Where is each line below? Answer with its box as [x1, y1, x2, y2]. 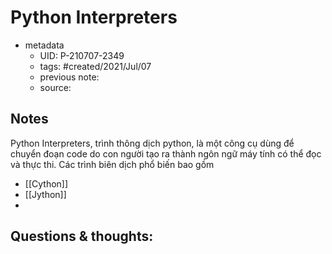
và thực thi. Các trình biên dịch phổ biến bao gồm [10, 158, 215, 170]
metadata [24, 39, 65, 51]
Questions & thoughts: [10, 228, 154, 245]
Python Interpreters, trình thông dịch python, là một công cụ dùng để [10, 137, 295, 149]
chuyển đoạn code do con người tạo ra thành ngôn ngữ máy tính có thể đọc [10, 147, 322, 160]
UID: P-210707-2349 [39, 49, 125, 61]
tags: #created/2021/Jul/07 [39, 60, 152, 72]
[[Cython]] [24, 177, 69, 190]
